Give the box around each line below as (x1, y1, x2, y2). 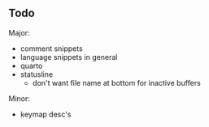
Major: (8, 28, 30, 37)
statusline (20, 69, 54, 79)
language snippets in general (20, 52, 118, 61)
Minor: (8, 93, 31, 104)
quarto (20, 61, 43, 70)
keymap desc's (20, 109, 72, 119)
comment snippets (20, 44, 83, 53)
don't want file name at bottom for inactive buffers (32, 78, 201, 87)
